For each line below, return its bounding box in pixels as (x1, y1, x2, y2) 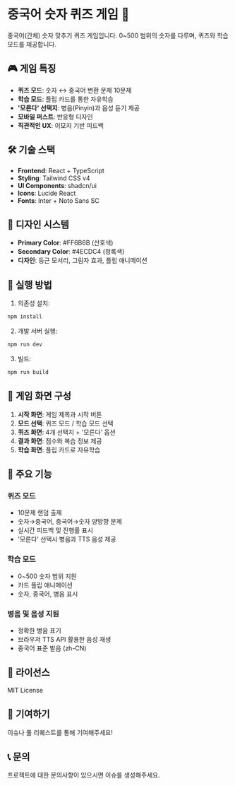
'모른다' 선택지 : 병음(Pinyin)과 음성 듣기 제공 (17, 103, 140, 112)
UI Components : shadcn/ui (17, 181, 97, 189)
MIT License (7, 686, 44, 694)
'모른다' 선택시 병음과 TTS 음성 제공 (17, 535, 116, 544)
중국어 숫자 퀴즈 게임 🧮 (7, 6, 130, 23)
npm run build (7, 368, 49, 375)
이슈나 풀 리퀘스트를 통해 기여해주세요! (7, 728, 113, 737)
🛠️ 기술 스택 (7, 144, 55, 156)
